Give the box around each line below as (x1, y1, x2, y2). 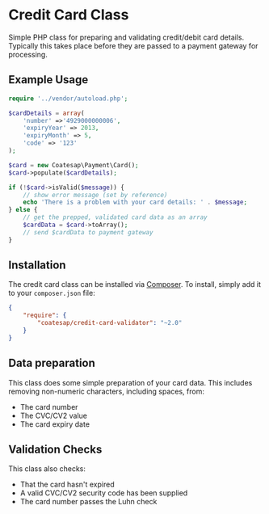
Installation (8, 259, 66, 272)
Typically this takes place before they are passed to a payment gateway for (8, 40, 258, 50)
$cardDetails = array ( (8, 109, 85, 117)
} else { (8, 206, 38, 214)
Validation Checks (8, 443, 103, 457)
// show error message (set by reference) (23, 191, 168, 199)
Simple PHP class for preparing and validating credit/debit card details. (8, 32, 245, 42)
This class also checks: (8, 464, 86, 474)
